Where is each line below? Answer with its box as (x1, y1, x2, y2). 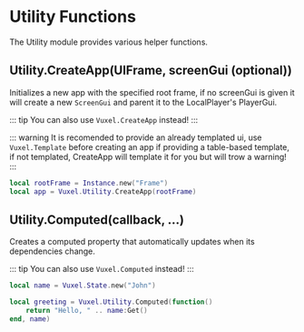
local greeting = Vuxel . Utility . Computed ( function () (9, 297, 213, 307)
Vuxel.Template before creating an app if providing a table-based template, (9, 141, 290, 152)
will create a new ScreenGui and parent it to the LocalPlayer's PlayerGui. (9, 96, 278, 107)
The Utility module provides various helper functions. (9, 36, 209, 47)
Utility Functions (9, 6, 136, 27)
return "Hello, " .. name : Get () (25, 307, 148, 316)
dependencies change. (9, 246, 95, 257)
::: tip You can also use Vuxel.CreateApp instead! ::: (9, 114, 199, 125)
